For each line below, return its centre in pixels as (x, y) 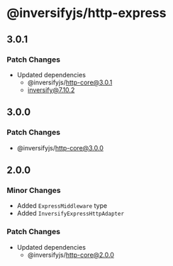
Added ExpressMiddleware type (62, 206)
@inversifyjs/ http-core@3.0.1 (70, 82)
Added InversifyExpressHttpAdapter (71, 214)
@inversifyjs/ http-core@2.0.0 (71, 255)
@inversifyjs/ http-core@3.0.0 (60, 148)
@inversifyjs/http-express (86, 13)
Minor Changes (34, 190)
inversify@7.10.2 (51, 89)
